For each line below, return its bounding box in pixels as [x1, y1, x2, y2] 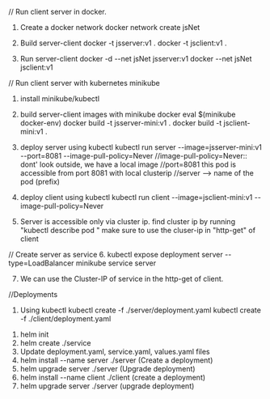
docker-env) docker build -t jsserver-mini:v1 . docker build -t [19, 118, 222, 128]
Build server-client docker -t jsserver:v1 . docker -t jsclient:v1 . [19, 38, 228, 48]
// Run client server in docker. [8, 7, 107, 16]
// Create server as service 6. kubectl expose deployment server [8, 250, 224, 259]
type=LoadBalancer [8, 258, 74, 268]
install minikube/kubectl [19, 94, 99, 104]
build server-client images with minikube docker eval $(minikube [19, 109, 236, 119]
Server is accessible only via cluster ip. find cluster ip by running [19, 217, 236, 226]
